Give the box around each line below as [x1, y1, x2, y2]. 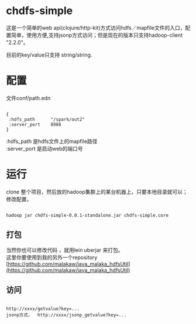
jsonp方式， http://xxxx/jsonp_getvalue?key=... [6, 312, 127, 318]
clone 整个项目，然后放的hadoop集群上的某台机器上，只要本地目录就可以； [6, 188, 188, 195]
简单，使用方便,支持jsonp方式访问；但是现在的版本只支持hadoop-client [11, 31, 183, 39]
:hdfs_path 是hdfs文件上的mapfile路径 [6, 138, 98, 145]
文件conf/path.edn [6, 94, 51, 101]
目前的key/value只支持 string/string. [6, 51, 92, 58]
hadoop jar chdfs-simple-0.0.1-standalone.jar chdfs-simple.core [6, 212, 169, 218]
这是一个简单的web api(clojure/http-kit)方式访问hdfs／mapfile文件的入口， [6, 24, 185, 31]
